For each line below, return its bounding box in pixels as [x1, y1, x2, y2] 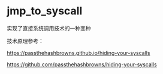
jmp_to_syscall [7, 4, 83, 18]
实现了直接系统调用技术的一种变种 [7, 24, 91, 32]
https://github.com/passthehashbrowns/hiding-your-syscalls [7, 61, 158, 68]
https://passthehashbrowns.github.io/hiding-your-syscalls [7, 49, 150, 56]
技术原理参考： [7, 37, 44, 44]
